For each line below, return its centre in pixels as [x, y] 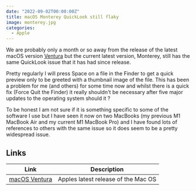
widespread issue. [28, 134]
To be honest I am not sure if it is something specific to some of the [87, 110]
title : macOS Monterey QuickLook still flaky [62, 17]
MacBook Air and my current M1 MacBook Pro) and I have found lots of [92, 122]
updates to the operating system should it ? [58, 98]
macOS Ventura [31, 179]
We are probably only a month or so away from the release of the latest [92, 50]
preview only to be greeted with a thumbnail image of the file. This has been [98, 80]
